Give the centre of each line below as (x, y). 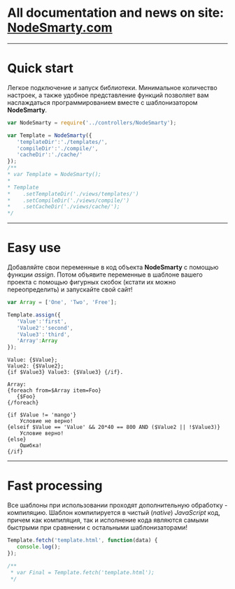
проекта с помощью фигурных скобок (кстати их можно (92, 282)
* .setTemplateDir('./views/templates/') (73, 194)
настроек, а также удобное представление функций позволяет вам (108, 95)
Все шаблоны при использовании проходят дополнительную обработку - (117, 505)
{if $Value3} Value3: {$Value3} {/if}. (65, 372)
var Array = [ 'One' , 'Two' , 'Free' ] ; (62, 303)
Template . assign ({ (34, 315)
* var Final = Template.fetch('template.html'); (83, 572)
